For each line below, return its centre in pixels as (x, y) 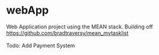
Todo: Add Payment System (40, 46)
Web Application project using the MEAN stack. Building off (79, 27)
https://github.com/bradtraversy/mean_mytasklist (67, 33)
